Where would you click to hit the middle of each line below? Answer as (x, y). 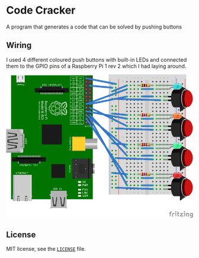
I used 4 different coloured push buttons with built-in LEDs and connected (97, 59)
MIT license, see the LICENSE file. (46, 249)
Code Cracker (41, 10)
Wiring (19, 45)
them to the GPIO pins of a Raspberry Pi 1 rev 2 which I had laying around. (96, 66)
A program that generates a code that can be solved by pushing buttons (94, 27)
